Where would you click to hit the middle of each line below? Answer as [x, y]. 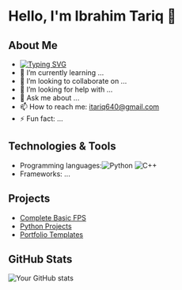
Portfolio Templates [51, 234]
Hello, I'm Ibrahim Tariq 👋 [92, 16]
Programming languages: [61, 165]
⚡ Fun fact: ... [41, 119]
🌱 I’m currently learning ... [62, 73]
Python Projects [46, 226]
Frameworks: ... [45, 174]
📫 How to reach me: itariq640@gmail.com [89, 107]
